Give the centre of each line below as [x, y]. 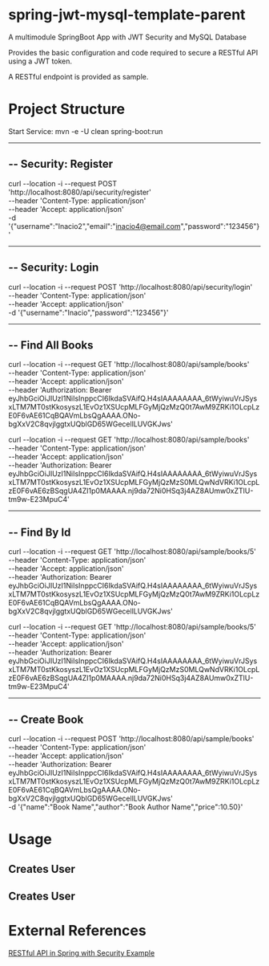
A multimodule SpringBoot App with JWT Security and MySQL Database [127, 37]
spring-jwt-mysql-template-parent [127, 15]
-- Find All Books [51, 345]
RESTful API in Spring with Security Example [82, 952]
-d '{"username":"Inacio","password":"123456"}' [88, 312]
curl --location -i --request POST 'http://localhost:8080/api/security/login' [130, 287]
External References [77, 931]
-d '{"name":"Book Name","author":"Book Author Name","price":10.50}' [126, 807]
